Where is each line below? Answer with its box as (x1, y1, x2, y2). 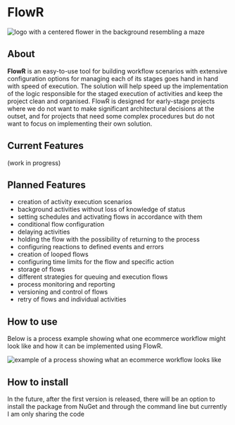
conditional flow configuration (17, 220, 105, 229)
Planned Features (7, 179, 87, 191)
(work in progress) (7, 158, 61, 167)
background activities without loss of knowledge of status (17, 205, 186, 214)
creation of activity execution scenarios (17, 198, 132, 206)
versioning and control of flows (17, 287, 108, 297)
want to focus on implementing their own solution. (7, 119, 153, 128)
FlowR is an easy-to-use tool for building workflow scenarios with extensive (7, 66, 227, 75)
